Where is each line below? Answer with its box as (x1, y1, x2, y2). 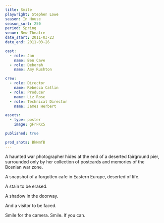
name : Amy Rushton (14, 67, 52, 72)
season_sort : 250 (5, 21, 41, 26)
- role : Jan (9, 53, 35, 58)
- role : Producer (9, 90, 46, 95)
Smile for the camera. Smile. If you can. (5, 212, 86, 218)
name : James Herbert (14, 104, 56, 109)
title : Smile (5, 7, 32, 12)
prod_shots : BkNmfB (5, 140, 46, 145)
